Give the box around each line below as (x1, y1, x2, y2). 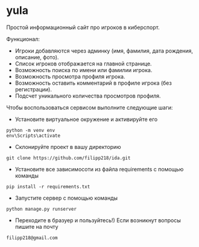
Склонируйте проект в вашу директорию (14, 143, 122, 150)
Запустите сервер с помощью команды (14, 194, 118, 202)
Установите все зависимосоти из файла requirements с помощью (14, 165, 184, 173)
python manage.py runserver (6, 206, 77, 212)
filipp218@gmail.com (6, 234, 58, 241)
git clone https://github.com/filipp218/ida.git (6, 155, 131, 161)
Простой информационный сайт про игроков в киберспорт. (6, 24, 160, 31)
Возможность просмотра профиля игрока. (14, 73, 125, 80)
